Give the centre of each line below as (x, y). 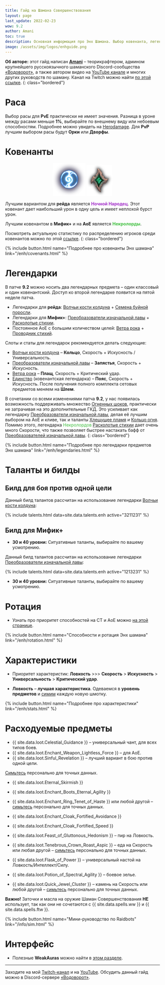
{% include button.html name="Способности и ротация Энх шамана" (77, 635)
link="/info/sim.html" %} (30, 924)
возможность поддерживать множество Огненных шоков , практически (81, 404)
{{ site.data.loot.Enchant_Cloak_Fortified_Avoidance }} (67, 816)
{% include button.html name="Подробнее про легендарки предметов (78, 445)
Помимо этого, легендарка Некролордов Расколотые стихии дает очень (82, 425)
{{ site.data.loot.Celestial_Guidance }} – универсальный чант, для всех (84, 742)
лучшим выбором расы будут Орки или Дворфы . (57, 132)
